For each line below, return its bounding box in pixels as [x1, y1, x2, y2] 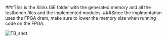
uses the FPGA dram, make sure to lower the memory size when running [5, 15, 156, 21]
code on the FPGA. [5, 20, 45, 26]
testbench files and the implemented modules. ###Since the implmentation [5, 10, 162, 16]
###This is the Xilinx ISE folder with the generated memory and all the [5, 5, 151, 10]
